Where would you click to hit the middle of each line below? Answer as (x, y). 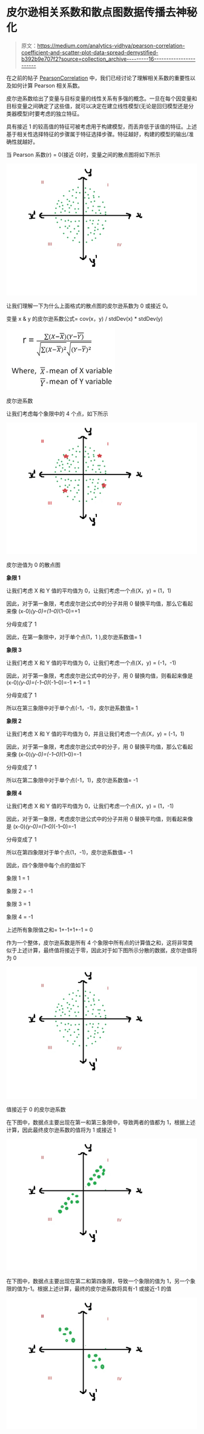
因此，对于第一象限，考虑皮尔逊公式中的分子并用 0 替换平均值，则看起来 (97, 819)
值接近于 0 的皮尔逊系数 (36, 1109)
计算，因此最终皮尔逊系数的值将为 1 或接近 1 (61, 1130)
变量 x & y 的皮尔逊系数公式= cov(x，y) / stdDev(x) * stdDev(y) (85, 319)
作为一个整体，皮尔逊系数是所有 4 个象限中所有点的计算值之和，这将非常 (97, 943)
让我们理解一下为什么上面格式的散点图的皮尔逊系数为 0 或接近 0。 (89, 306)
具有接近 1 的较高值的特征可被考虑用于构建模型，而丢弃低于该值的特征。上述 (102, 126)
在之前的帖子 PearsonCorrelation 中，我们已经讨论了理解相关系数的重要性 (98, 78)
